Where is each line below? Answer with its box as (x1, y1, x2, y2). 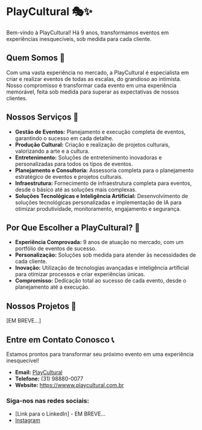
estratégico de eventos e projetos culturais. (14, 173, 124, 180)
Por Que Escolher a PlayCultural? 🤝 (6, 222, 140, 233)
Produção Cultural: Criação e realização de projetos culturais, (14, 141, 171, 148)
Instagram (14, 417, 40, 424)
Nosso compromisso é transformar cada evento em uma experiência (6, 82, 177, 89)
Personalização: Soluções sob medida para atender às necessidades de (14, 251, 196, 258)
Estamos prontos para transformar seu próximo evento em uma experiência (6, 351, 194, 358)
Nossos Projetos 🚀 (6, 301, 77, 311)
